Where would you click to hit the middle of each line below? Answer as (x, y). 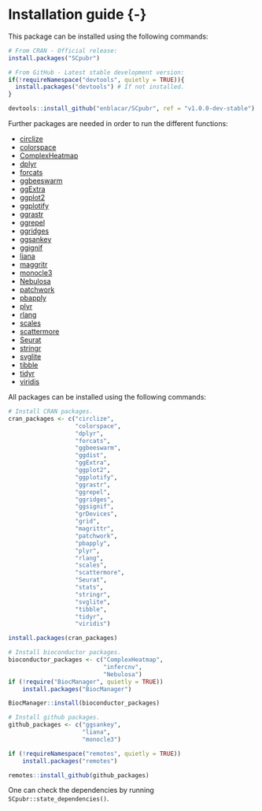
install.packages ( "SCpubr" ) (54, 58)
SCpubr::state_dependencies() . (59, 798)
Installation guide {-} (77, 15)
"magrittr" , (94, 529)
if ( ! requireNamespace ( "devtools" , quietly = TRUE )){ (96, 80)
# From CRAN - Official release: (63, 50)
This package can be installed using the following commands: (108, 36)
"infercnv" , (123, 667)
